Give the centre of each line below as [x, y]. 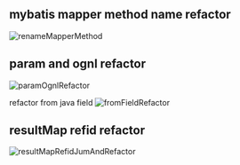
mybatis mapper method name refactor [120, 15]
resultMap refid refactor [77, 131]
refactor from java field [51, 102]
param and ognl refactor [78, 64]
